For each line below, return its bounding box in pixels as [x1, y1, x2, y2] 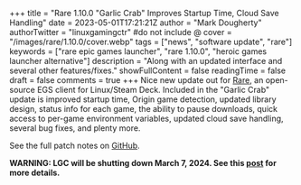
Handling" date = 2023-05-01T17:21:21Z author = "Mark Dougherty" [9, 17, 262, 28]
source [9, 85, 36, 95]
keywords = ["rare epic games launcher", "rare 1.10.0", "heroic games [9, 46, 268, 57]
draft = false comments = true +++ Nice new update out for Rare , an [9, 75, 264, 85]
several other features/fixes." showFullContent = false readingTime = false [9, 65, 287, 76]
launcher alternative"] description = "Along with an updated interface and [9, 56, 283, 66]
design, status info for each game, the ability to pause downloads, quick [9, 104, 278, 114]
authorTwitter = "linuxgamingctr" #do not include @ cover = [9, 27, 232, 37]
